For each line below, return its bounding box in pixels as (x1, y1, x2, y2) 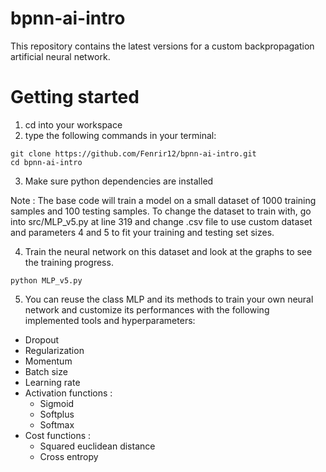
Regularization (24, 344, 85, 356)
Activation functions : (24, 387, 113, 399)
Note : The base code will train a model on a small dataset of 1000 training (10, 194, 317, 206)
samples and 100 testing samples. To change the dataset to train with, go (10, 205, 312, 217)
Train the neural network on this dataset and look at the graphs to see (24, 245, 313, 257)
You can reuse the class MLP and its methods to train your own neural (24, 293, 314, 305)
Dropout (24, 333, 60, 346)
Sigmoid (39, 397, 75, 409)
